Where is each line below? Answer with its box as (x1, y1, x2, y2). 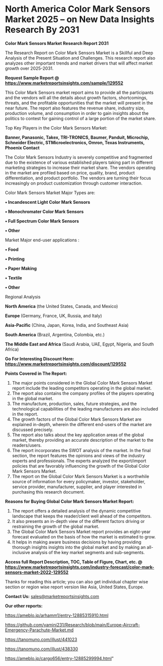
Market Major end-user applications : (5, 237, 79, 243)
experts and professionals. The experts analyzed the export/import (12, 458, 146, 464)
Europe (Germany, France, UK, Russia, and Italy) (5, 313, 102, 319)
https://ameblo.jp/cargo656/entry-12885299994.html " (5, 655, 114, 661)
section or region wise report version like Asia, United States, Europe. (5, 584, 145, 590)
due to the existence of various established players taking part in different (5, 159, 153, 165)
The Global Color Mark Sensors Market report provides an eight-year (12, 529, 151, 535)
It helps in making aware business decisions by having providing (12, 539, 142, 545)
